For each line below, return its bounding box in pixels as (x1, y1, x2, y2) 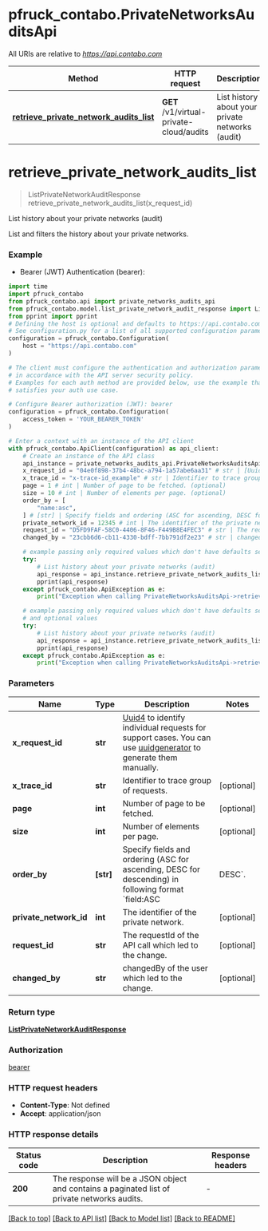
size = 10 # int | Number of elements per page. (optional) (22, 489, 227, 497)
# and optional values (22, 615, 98, 623)
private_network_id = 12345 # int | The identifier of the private (22, 519, 251, 527)
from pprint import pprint (8, 312, 98, 320)
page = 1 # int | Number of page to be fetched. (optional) (22, 481, 227, 490)
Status (15, 1150, 41, 1161)
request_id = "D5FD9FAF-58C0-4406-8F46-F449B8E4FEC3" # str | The (22, 526, 248, 534)
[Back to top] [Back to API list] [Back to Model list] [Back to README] (8, 1213, 235, 1223)
